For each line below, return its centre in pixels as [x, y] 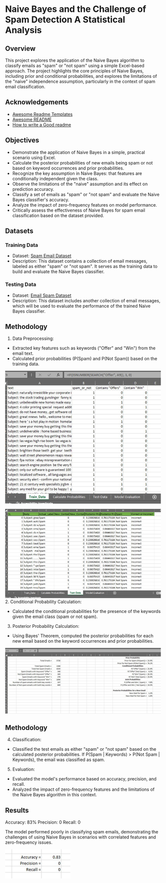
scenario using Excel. [34, 158]
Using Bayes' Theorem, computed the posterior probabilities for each [83, 636]
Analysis [23, 30]
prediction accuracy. [33, 189]
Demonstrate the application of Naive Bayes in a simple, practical [79, 152]
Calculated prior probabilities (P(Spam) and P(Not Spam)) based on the [85, 359]
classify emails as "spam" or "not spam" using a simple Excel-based [75, 66]
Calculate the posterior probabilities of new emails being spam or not [83, 163]
